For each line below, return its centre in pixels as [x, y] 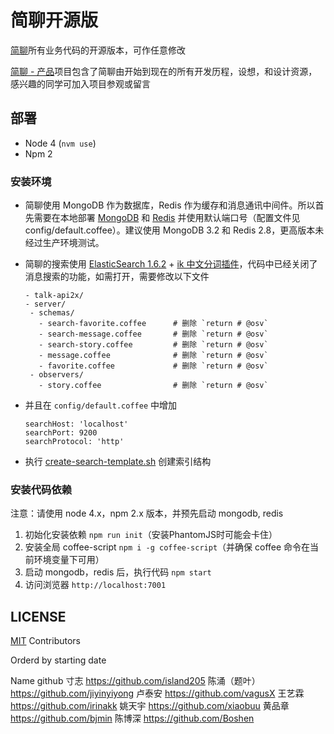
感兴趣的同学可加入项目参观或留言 [80, 83]
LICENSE [38, 616]
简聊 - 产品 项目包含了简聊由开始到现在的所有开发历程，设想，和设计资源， [164, 71]
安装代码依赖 [41, 489]
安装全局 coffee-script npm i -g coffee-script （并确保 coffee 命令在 [167, 547]
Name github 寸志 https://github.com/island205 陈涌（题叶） [135, 681]
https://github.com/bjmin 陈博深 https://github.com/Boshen [132, 718]
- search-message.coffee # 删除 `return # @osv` [153, 334]
